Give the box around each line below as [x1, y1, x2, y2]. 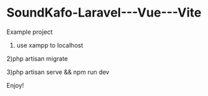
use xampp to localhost [16, 41, 84, 49]
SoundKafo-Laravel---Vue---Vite [6, 5, 202, 21]
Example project [6, 28, 53, 36]
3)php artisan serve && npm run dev [6, 68, 110, 76]
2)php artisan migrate [6, 54, 68, 63]
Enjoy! [6, 81, 25, 89]
